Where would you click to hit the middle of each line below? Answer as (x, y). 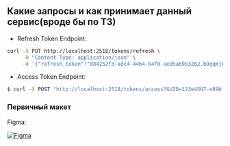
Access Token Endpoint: (51, 77)
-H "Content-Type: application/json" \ (79, 58)
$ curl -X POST (29, 89)
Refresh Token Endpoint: (52, 38)
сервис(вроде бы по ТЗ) (62, 22)
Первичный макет (39, 107)
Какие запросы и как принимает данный (100, 11)
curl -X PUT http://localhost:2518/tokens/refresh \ (84, 51)
